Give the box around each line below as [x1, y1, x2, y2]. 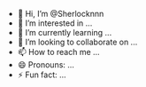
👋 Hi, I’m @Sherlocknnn [17, 9, 104, 19]
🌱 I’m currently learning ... [17, 28, 112, 37]
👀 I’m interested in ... [17, 18, 93, 28]
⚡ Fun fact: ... [17, 69, 66, 80]
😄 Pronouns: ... [17, 59, 75, 70]
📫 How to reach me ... [17, 47, 100, 57]
